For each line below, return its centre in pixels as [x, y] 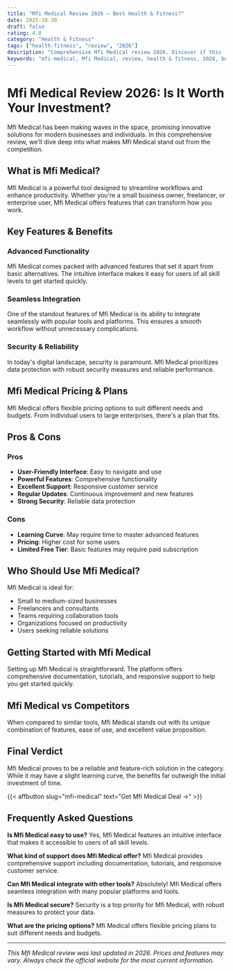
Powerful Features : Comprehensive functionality [87, 479]
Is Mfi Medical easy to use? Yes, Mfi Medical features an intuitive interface [114, 835]
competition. [25, 149]
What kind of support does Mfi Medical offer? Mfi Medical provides [105, 856]
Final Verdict [35, 751]
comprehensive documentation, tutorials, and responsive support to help [111, 676]
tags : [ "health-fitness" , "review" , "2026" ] [72, 46]
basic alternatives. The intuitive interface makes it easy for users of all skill [114, 274]
